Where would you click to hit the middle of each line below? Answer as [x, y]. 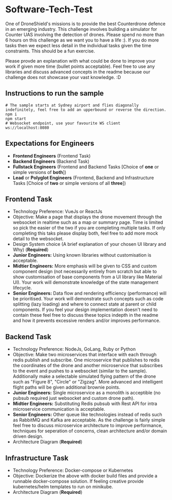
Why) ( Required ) [31, 249]
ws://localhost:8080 [27, 128]
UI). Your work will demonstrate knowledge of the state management [85, 282]
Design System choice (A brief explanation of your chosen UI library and [89, 244]
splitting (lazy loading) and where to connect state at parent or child [84, 304]
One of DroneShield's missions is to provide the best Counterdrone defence [85, 24]
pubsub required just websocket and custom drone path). [74, 398]
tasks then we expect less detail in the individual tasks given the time [78, 45]
